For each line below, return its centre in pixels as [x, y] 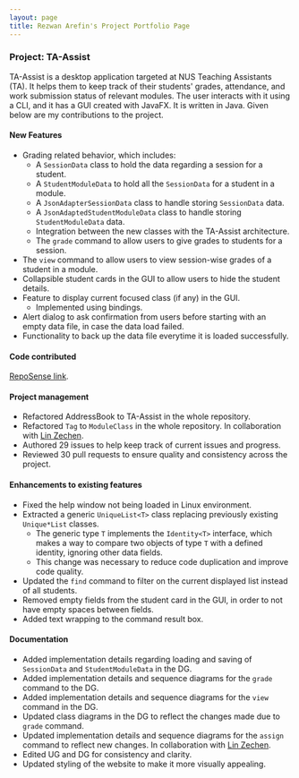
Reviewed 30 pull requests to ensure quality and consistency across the [155, 455]
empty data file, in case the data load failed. [103, 326]
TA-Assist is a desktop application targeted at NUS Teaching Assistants [141, 76]
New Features [36, 135]
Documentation [39, 639]
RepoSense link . [39, 376]
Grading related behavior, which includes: [99, 155]
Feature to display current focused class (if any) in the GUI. [131, 298]
